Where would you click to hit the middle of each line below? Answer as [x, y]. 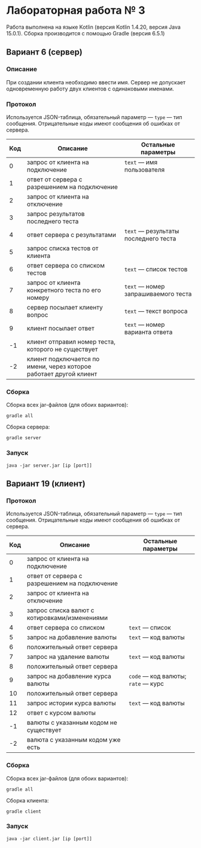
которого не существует [62, 349]
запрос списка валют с [60, 610]
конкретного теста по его [64, 290]
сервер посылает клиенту [65, 307]
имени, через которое [59, 366]
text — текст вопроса [156, 311]
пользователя [145, 169]
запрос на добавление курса [69, 676]
